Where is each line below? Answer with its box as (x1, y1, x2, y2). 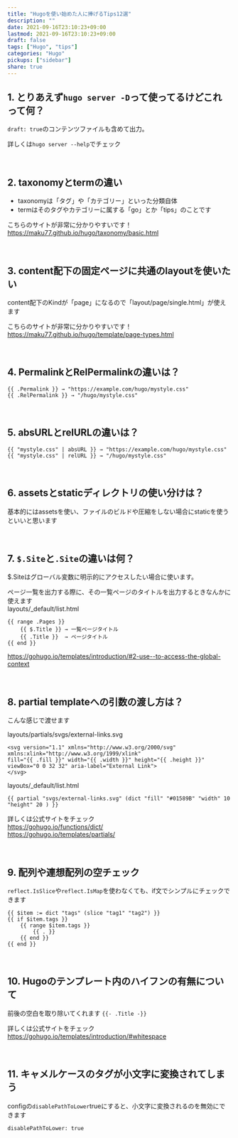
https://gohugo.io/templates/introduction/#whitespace (7, 1031, 167, 1041)
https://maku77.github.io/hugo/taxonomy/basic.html (7, 229, 159, 237)
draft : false (7, 37, 46, 44)
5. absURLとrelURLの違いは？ (7, 427, 139, 439)
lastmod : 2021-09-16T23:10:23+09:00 (7, 30, 116, 38)
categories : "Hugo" (7, 50, 65, 58)
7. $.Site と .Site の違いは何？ (7, 552, 135, 565)
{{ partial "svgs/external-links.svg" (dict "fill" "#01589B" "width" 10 (7, 795, 231, 803)
